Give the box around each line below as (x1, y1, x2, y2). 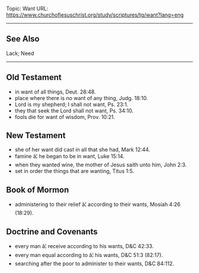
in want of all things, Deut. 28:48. (14, 88, 96, 95)
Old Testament (6, 72, 62, 82)
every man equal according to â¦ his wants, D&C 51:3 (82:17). (14, 252, 163, 259)
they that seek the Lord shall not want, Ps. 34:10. (14, 107, 134, 114)
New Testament (6, 130, 66, 141)
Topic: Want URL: (6, 5, 49, 12)
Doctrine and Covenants (6, 226, 98, 236)
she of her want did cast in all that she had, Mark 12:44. (14, 146, 150, 153)
